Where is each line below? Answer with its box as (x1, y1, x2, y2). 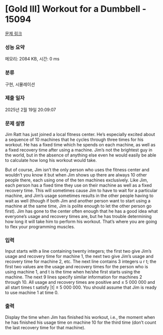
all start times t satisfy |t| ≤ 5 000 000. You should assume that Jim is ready (5, 284, 157, 291)
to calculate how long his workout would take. (5, 158, 97, 163)
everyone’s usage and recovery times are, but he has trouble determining (5, 214, 152, 219)
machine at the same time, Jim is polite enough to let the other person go (5, 203, 152, 209)
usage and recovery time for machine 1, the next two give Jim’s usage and (5, 254, 154, 259)
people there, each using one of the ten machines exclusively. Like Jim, (5, 177, 148, 183)
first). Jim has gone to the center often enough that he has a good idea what (5, 208, 158, 214)
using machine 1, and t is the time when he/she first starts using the (5, 269, 140, 275)
